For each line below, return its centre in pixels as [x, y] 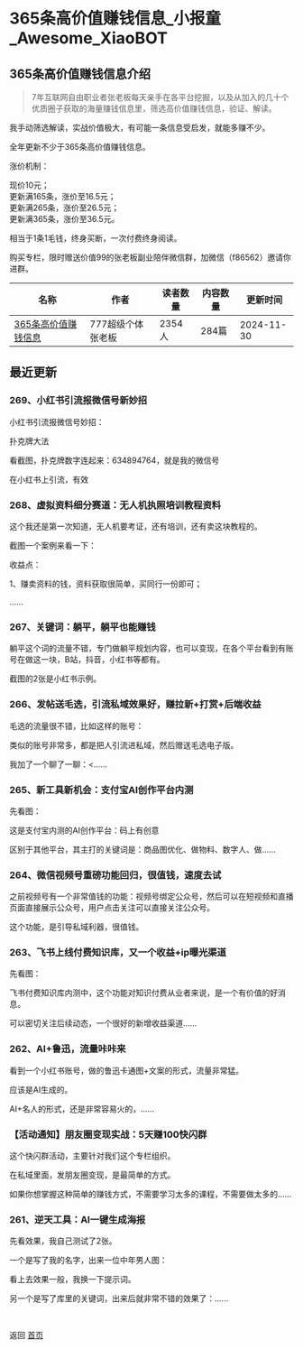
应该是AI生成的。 [41, 1089]
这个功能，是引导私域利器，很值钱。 [77, 927]
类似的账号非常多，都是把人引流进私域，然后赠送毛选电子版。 [124, 744]
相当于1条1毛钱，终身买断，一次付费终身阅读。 [96, 238]
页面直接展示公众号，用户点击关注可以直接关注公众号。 [112, 908]
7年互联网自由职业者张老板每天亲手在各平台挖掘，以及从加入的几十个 [160, 97]
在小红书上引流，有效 [49, 479]
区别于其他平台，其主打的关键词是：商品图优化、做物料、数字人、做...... [143, 849]
